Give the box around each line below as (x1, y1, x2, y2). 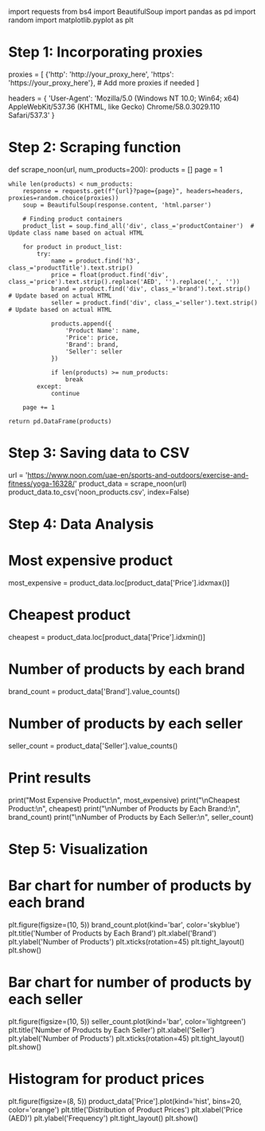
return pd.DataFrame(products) (8, 417, 112, 425)
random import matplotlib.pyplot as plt (8, 15, 134, 25)
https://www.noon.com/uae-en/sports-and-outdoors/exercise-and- (27, 470, 249, 479)
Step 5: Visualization (8, 840, 149, 858)
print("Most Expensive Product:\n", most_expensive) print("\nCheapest (8, 795, 240, 805)
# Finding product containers (22, 215, 123, 223)
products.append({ (50, 319, 112, 328)
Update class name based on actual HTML (8, 229, 145, 237)
